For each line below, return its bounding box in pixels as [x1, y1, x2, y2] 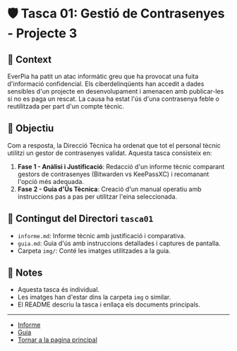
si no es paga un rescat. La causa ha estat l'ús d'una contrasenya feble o [7, 94, 220, 103]
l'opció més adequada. [17, 177, 85, 185]
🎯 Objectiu [7, 123, 54, 135]
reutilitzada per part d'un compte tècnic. [7, 102, 125, 110]
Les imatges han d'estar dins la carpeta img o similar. [17, 293, 171, 302]
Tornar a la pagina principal [17, 335, 97, 344]
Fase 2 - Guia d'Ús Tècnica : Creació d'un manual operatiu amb [17, 185, 202, 193]
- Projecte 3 [7, 25, 78, 42]
